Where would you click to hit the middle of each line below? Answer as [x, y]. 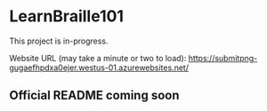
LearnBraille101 [67, 16]
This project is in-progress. [59, 41]
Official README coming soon [94, 95]
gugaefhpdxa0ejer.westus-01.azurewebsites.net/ [99, 67]
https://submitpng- [223, 58]
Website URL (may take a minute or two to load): [98, 58]
